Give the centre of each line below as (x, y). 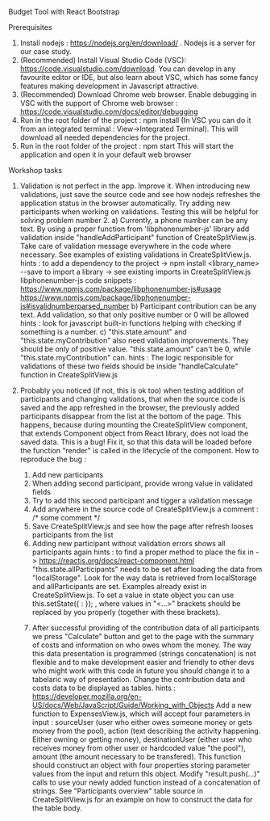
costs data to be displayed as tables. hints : (104, 688)
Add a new (234, 705)
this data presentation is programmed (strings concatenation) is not (144, 653)
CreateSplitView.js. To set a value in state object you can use (133, 595)
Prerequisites (30, 27)
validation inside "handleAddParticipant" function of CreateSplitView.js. (138, 237)
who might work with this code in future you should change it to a (141, 671)
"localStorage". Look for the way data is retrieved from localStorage (144, 578)
